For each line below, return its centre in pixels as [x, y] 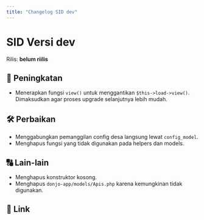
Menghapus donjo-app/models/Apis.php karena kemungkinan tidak [99, 184]
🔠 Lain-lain [28, 162]
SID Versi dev [41, 42]
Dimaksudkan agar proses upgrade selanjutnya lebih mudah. [91, 99]
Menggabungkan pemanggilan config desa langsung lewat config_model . [107, 137]
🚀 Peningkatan [34, 78]
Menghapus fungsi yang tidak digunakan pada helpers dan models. [100, 143]
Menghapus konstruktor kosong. [56, 177]
